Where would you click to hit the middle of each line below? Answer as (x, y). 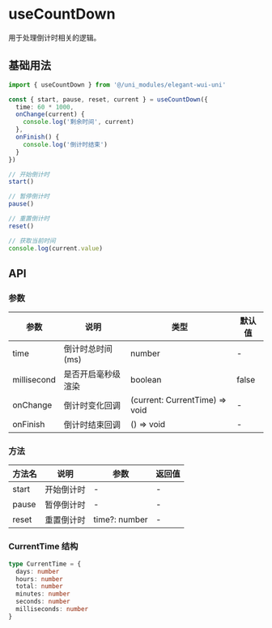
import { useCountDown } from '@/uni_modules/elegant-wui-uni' (117, 85)
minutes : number (43, 594)
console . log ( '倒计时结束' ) (65, 144)
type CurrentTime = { (45, 564)
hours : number (39, 579)
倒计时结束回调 (92, 425)
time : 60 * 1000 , (45, 107)
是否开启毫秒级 (92, 374)
